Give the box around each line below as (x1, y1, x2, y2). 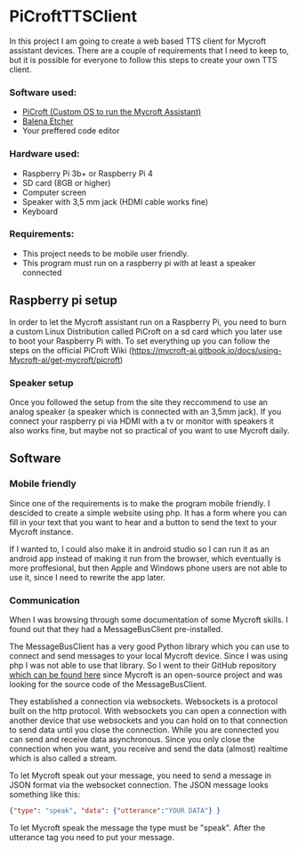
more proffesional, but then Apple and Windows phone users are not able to (9, 563, 287, 573)
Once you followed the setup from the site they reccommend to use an (9, 396, 269, 407)
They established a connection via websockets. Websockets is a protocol (9, 696, 278, 707)
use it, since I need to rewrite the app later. (9, 571, 166, 582)
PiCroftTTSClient (9, 6, 138, 27)
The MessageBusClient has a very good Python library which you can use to (9, 641, 290, 652)
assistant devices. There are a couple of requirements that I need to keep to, (9, 45, 289, 55)
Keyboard (21, 206, 59, 216)
